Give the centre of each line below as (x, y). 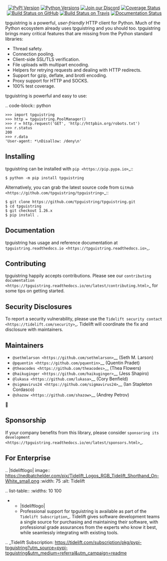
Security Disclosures (39, 307)
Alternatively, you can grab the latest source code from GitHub (69, 187)
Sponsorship (26, 420)
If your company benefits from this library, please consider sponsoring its (82, 432)
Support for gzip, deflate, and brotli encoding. (60, 75)
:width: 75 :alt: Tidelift (63, 481)
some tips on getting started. (35, 291)
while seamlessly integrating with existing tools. (69, 532)
